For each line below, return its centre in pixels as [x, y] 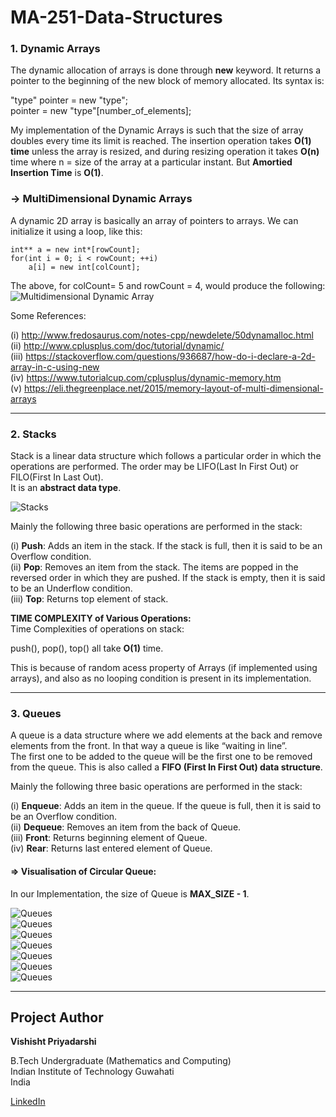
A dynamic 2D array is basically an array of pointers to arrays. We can [154, 220]
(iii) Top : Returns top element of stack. [89, 599]
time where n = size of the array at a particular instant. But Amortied [151, 162]
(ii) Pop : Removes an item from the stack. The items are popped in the [154, 567]
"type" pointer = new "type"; [69, 100]
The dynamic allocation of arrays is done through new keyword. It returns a [166, 70]
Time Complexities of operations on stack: [97, 629]
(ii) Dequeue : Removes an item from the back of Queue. [126, 827]
